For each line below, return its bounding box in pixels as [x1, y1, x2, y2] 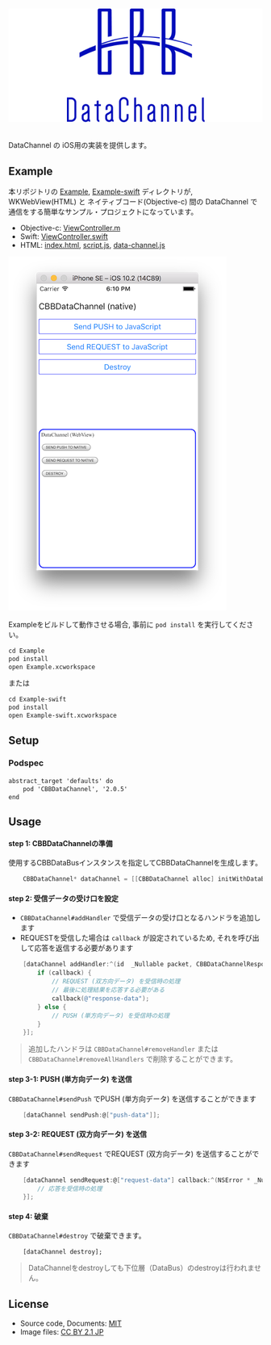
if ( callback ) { [37, 969, 92, 977]
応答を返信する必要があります [34, 943, 134, 953]
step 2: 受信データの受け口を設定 [8, 893, 119, 903]
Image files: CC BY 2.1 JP [19, 1327, 104, 1337]
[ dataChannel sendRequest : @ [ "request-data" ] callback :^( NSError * [23, 1175, 251, 1184]
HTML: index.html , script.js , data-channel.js [19, 241, 165, 250]
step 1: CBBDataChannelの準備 [8, 838, 113, 848]
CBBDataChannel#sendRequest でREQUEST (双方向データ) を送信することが [8, 1149, 252, 1159]
